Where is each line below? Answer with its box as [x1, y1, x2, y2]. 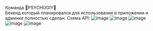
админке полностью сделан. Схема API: [5, 15, 91, 21]
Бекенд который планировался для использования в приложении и [5, 10, 149, 16]
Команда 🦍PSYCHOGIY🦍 [5, 5, 56, 10]
